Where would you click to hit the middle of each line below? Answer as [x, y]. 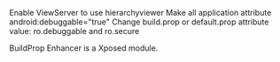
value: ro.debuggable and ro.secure [74, 31]
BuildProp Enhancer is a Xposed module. [84, 48]
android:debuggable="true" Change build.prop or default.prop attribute [139, 22]
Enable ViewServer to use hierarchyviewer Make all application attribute [140, 13]
